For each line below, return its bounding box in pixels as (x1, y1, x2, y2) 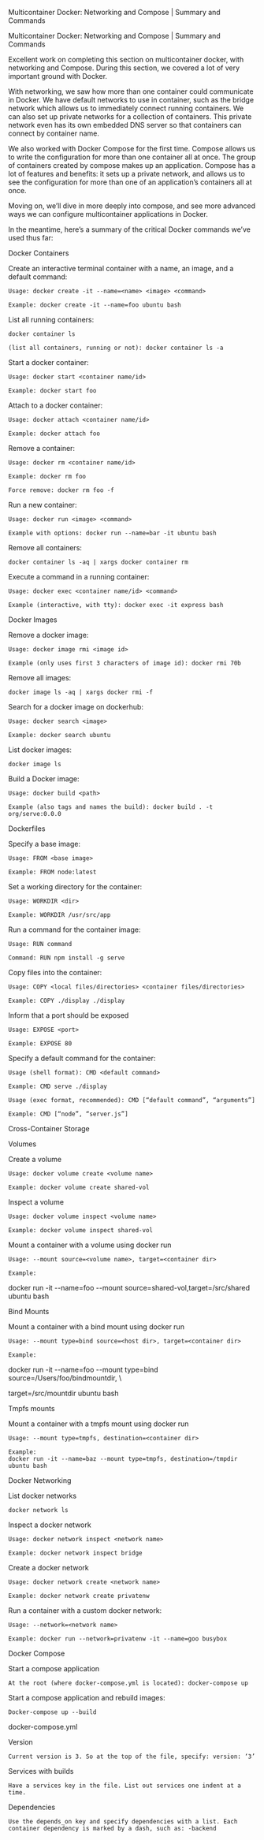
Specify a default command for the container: (8, 1053, 156, 1063)
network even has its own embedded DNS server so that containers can (8, 121, 242, 129)
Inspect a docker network (8, 1520, 92, 1529)
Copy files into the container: (8, 968, 102, 977)
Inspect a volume (8, 1197, 65, 1206)
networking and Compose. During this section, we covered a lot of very (8, 63, 240, 73)
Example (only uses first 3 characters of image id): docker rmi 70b (8, 659, 242, 667)
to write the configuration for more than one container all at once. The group (8, 152, 256, 162)
